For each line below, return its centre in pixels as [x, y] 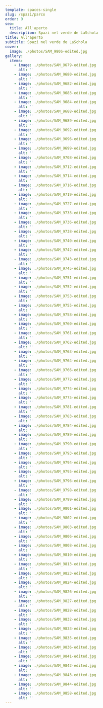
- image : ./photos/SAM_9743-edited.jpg [55, 259]
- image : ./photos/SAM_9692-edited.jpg [55, 130]
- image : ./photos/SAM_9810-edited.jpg [55, 555]
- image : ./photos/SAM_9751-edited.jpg [55, 278]
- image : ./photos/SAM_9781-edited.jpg [55, 407]
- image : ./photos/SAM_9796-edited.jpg [55, 481]
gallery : [14, 56]
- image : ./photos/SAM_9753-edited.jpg [55, 296]
